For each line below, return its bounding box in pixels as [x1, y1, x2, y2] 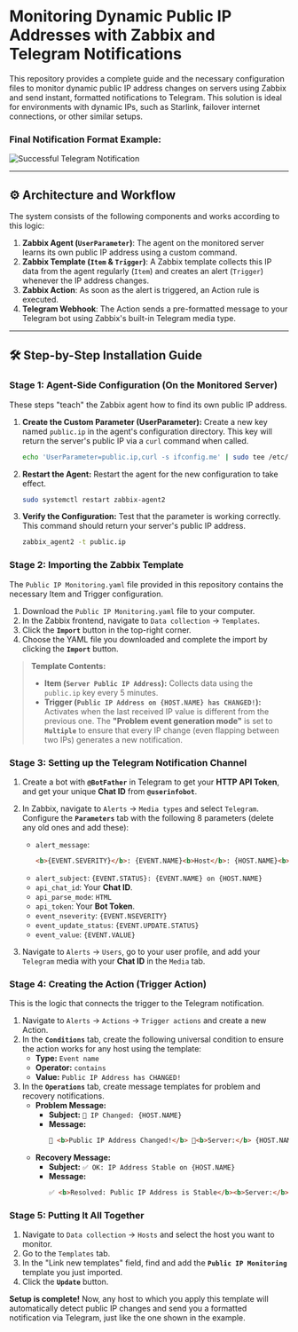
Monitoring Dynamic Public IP [9, 6, 232, 27]
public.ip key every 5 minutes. [43, 687, 159, 698]
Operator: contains [35, 1062, 106, 1073]
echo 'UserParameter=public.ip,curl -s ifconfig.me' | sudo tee [21, 453, 265, 461]
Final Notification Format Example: [9, 133, 161, 146]
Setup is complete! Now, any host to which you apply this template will [9, 1294, 269, 1304]
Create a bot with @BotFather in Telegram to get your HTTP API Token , [21, 776, 279, 787]
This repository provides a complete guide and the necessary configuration [9, 73, 286, 83]
